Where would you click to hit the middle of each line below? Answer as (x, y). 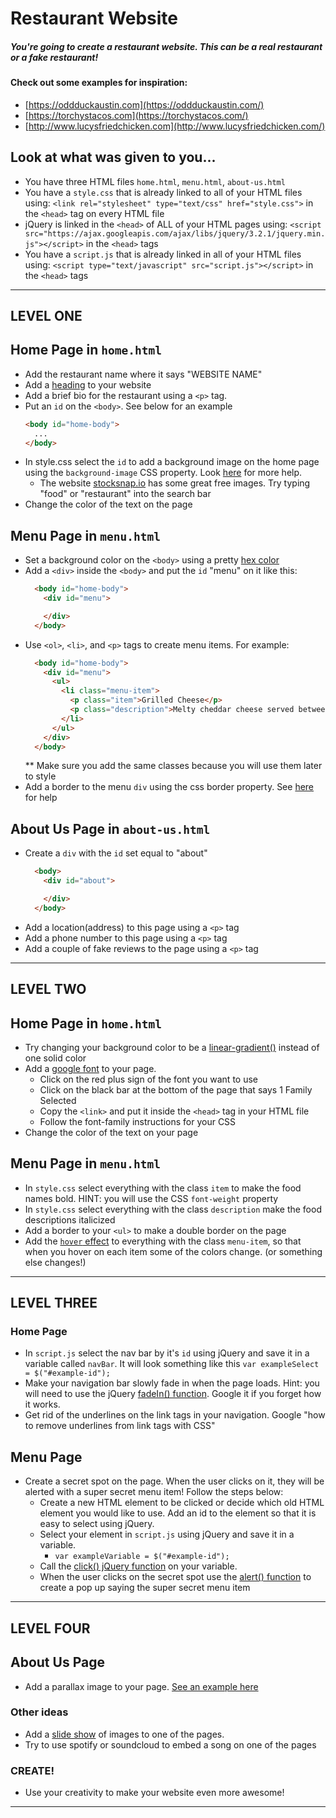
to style (40, 776)
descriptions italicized (70, 1219)
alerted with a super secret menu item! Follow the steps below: (154, 1492)
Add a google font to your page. (90, 1068)
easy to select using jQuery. (97, 1524)
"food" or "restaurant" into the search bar (125, 494)
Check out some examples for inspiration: (99, 83)
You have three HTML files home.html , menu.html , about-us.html (155, 181)
